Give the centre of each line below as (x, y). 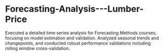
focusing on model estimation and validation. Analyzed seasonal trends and (82, 38)
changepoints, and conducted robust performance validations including (78, 43)
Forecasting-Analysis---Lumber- (75, 9)
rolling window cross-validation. (38, 48)
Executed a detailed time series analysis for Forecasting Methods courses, (81, 33)
